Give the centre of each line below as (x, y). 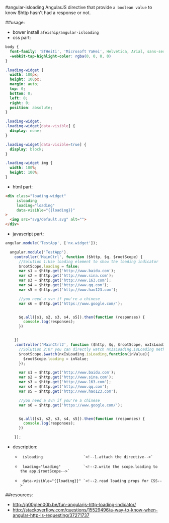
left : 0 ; (19, 98)
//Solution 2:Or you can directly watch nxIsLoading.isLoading (86, 349)
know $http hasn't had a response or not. (48, 13)
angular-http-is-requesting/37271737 (51, 515)
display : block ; (27, 149)
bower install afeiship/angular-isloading (56, 32)
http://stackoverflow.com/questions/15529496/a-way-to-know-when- (85, 510)
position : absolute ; (31, 108)
